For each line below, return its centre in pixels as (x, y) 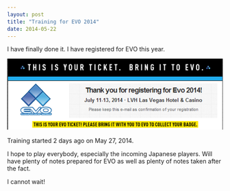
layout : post (26, 14)
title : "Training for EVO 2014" (53, 22)
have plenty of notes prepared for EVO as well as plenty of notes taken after (114, 162)
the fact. (19, 168)
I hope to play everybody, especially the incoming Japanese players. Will (110, 154)
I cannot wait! (26, 182)
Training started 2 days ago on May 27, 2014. (71, 141)
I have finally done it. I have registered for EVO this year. (86, 49)
